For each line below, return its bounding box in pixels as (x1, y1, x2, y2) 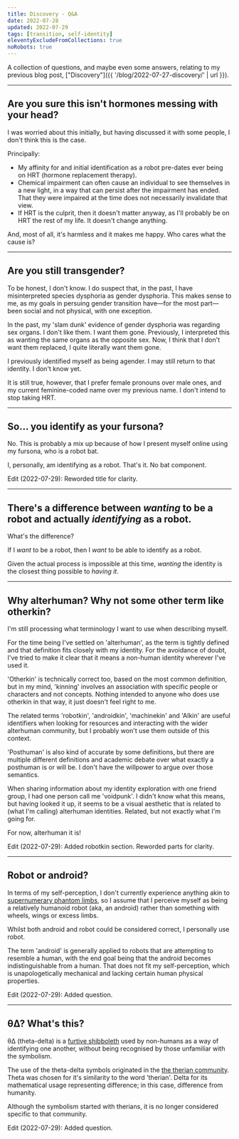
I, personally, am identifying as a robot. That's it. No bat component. (7, 461, 207, 469)
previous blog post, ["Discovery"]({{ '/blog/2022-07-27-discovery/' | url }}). (7, 71, 230, 79)
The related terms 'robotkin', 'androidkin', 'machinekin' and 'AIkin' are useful (7, 712, 231, 720)
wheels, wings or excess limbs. (7, 911, 99, 920)
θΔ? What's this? (7, 1018, 85, 1030)
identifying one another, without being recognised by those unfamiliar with (7, 1044, 225, 1053)
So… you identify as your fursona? (7, 421, 164, 433)
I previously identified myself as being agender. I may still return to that (7, 357, 216, 365)
